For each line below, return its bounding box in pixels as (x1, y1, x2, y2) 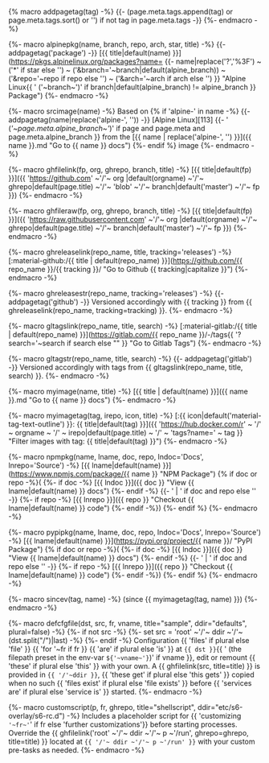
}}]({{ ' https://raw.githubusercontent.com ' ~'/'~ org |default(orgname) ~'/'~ (8, 215, 258, 224)
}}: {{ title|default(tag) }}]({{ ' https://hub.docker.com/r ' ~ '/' (66, 419, 262, 429)
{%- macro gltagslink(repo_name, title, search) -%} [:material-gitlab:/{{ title (8, 321, 258, 331)
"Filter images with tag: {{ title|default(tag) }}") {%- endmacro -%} (8, 436, 228, 446)
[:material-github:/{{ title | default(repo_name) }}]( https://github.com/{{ (8, 256, 243, 265)
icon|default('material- (187, 410, 262, 420)
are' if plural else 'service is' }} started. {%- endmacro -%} (8, 687, 202, 696)
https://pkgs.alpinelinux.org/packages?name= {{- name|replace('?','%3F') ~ (10, 56, 262, 66)
